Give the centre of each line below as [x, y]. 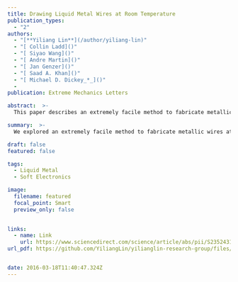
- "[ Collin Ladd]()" [46, 47]
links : [17, 229]
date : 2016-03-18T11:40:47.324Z [55, 268]
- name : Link [33, 236]
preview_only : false [44, 210]
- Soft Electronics [42, 177]
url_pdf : [20, 249]
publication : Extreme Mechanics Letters [68, 93]
